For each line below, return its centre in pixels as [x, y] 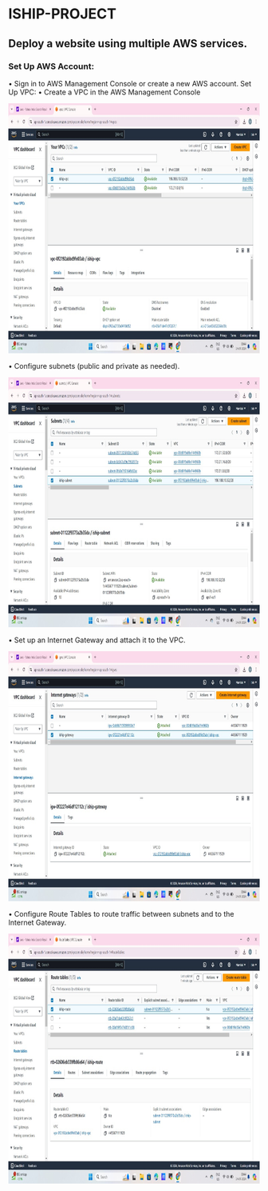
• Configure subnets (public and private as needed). [94, 366]
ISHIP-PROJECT [63, 14]
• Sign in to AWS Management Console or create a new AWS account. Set [130, 83]
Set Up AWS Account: [51, 66]
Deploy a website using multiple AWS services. [128, 44]
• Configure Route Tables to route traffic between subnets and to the [121, 913]
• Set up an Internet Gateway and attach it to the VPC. [97, 640]
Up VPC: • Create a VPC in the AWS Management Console [104, 92]
